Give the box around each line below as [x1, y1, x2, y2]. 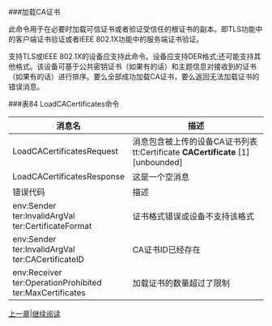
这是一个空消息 [132, 171, 190, 182]
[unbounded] [132, 157, 183, 167]
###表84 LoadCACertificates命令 [8, 99, 120, 108]
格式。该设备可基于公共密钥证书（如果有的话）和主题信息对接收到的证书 [15, 61, 257, 71]
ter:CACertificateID [12, 254, 85, 265]
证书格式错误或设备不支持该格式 [132, 211, 255, 222]
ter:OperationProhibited [12, 277, 103, 288]
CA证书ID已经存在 [132, 244, 201, 255]
